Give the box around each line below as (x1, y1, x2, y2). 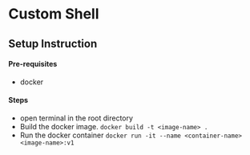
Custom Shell (8, 5, 99, 23)
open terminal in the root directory (19, 113, 134, 123)
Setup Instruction (8, 37, 98, 51)
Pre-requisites (8, 59, 58, 69)
